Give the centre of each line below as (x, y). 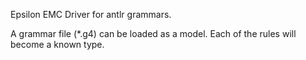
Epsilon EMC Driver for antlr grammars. (91, 14)
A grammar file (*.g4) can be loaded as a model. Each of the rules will (153, 33)
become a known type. (57, 44)
